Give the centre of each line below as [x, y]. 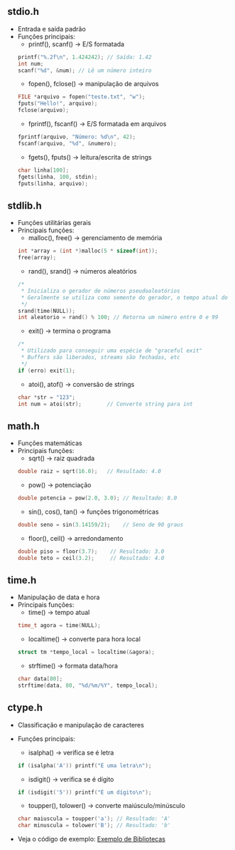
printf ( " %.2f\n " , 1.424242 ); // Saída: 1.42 [84, 57]
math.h [24, 426]
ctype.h [25, 708]
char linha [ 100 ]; [43, 170]
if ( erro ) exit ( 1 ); [47, 370]
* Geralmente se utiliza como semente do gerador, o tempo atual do [125, 297]
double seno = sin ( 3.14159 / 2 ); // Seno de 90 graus [100, 524]
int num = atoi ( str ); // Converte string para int [105, 404]
